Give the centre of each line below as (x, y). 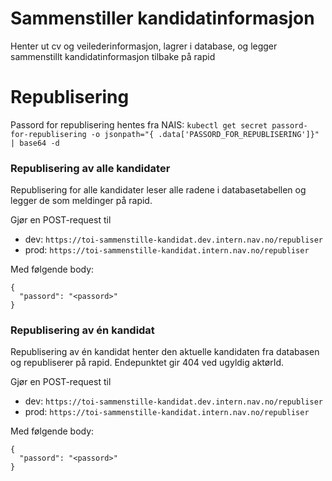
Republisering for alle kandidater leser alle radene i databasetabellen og (158, 190)
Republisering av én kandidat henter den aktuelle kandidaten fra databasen (165, 352)
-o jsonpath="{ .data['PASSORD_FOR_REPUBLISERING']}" (205, 134)
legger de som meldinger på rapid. (81, 201)
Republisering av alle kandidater (90, 168)
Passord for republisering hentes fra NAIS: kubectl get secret (139, 124)
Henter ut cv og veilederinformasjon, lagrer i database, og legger (144, 46)
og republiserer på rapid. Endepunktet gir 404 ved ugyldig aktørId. (147, 363)
